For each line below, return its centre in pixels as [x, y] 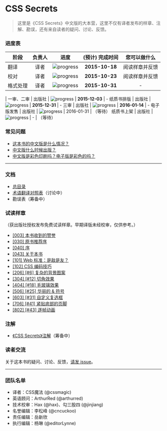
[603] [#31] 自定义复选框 [38, 298]
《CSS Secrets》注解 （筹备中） [42, 336]
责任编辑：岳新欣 [30, 417]
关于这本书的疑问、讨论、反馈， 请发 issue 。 [50, 361]
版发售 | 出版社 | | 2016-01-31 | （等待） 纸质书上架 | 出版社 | [79, 111]
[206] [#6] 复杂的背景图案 [39, 273]
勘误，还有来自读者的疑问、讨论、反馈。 [68, 29]
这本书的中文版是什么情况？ [41, 143]
